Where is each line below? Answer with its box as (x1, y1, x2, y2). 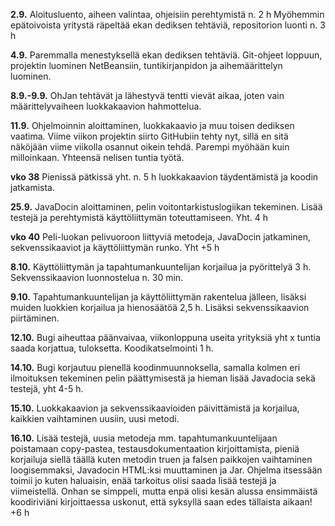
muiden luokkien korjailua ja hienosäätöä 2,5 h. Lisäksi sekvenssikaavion (10, 302, 310, 313)
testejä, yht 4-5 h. (10, 383, 84, 394)
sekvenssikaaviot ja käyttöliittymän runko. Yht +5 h (10, 242, 220, 253)
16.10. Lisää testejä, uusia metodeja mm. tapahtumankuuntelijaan (10, 432, 278, 444)
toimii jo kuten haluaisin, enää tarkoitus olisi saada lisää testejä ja (10, 475, 277, 486)
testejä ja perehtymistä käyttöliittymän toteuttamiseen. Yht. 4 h (10, 212, 269, 223)
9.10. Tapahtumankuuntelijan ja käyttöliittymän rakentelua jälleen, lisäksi (10, 291, 307, 303)
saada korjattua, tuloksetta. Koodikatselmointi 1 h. (10, 342, 214, 354)
